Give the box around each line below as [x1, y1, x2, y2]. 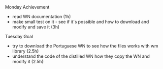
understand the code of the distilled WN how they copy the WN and [12, 53, 150, 59]
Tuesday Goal [5, 34, 33, 39]
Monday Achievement [5, 4, 50, 10]
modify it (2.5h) [12, 59, 44, 64]
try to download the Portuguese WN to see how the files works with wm [12, 43, 159, 48]
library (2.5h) [12, 48, 39, 54]
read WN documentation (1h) [12, 14, 71, 19]
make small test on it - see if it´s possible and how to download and [12, 19, 149, 24]
